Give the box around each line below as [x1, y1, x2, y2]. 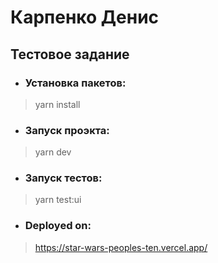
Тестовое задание [10, 46, 130, 63]
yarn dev [34, 146, 72, 158]
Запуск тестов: [24, 171, 103, 185]
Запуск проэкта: [24, 123, 110, 137]
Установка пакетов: [24, 76, 127, 90]
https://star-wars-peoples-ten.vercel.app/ [34, 241, 208, 253]
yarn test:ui [34, 194, 82, 206]
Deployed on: [24, 219, 92, 233]
